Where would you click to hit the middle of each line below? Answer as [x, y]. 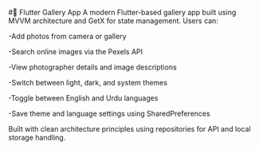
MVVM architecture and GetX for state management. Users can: [114, 21]
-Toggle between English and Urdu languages [83, 98]
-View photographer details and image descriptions [92, 67]
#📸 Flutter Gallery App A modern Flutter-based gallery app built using [122, 12]
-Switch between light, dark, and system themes [88, 83]
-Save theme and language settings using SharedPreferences [109, 113]
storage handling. [37, 137]
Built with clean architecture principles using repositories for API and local [129, 129]
